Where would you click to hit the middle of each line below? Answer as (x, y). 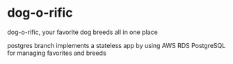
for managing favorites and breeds (57, 53)
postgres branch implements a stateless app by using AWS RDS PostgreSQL (116, 45)
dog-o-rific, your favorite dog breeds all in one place (82, 32)
